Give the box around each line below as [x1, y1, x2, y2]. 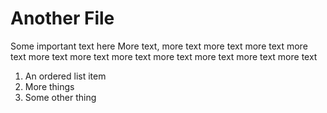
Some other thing [24, 91, 97, 103]
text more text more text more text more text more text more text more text [10, 50, 318, 62]
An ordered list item [24, 70, 107, 82]
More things [24, 80, 75, 92]
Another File [10, 7, 115, 30]
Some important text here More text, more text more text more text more [10, 40, 308, 52]
